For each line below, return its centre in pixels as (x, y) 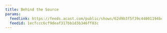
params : (13, 14)
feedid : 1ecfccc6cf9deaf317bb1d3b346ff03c (54, 23)
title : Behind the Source (32, 9)
